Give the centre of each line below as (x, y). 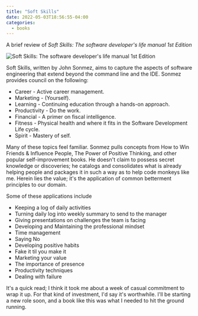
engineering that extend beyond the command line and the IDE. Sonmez (94, 74)
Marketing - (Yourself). (43, 98)
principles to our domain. (36, 185)
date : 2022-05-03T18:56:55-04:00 (47, 17)
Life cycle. (27, 129)
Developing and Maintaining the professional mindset (79, 227)
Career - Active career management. (59, 92)
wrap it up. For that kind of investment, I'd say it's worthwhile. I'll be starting (98, 294)
